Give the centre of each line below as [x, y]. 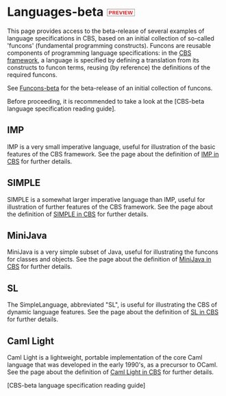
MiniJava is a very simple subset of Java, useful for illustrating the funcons [113, 252]
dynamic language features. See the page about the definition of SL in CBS [113, 312]
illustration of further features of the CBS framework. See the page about [110, 207]
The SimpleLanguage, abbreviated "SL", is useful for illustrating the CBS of [112, 305]
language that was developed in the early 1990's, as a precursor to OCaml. [112, 365]
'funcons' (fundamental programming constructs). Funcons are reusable [109, 45]
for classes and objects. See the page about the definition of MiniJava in [109, 259]
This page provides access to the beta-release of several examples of [106, 31]
